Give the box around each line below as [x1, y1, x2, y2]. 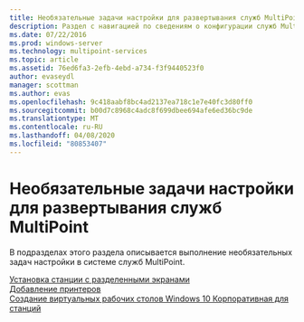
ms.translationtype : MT [9, 114, 100, 123]
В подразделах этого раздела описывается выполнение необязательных [9, 246, 292, 258]
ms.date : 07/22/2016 [9, 30, 88, 39]
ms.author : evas [9, 89, 71, 98]
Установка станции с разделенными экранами [9, 273, 190, 285]
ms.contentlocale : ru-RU [9, 123, 103, 132]
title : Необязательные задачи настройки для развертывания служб [9, 13, 261, 23]
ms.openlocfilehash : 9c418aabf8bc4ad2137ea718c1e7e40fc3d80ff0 [9, 97, 253, 107]
